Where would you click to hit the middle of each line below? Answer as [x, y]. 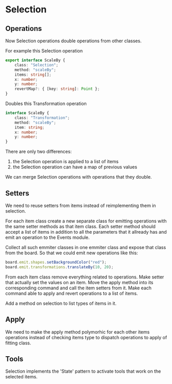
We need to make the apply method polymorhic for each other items [78, 332]
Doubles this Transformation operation [46, 103]
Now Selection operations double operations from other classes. [74, 41]
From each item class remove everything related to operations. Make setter [85, 277]
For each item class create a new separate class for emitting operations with [86, 221]
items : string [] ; [33, 75]
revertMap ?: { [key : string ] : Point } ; [57, 89]
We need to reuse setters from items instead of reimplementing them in [81, 205]
